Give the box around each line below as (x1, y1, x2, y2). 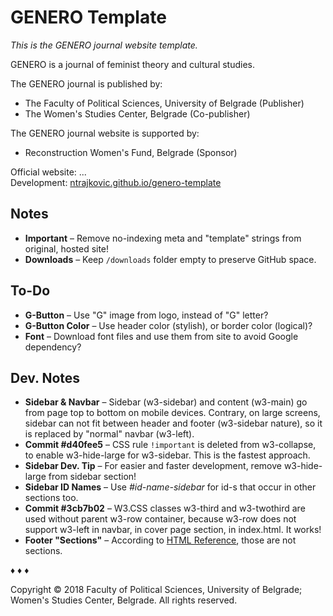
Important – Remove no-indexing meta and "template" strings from (24, 232, 302, 244)
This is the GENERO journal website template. (10, 39, 198, 51)
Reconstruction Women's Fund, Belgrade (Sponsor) (24, 146, 238, 158)
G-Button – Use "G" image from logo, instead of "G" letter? (24, 309, 269, 321)
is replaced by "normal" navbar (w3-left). (24, 428, 195, 440)
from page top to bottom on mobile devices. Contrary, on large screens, (24, 407, 321, 419)
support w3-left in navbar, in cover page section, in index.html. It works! (24, 524, 322, 536)
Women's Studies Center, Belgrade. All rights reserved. (10, 594, 238, 606)
